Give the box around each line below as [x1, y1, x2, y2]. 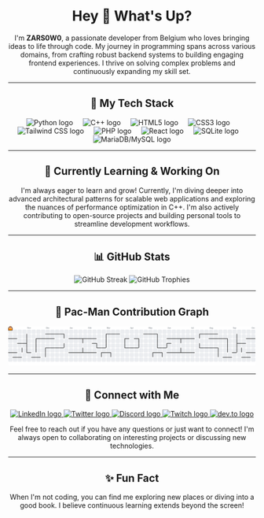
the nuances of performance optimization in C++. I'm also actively [24, 202, 240, 212]
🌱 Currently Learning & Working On [44, 165, 220, 178]
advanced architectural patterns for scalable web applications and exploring [9, 194, 255, 203]
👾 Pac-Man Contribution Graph [54, 305, 210, 318]
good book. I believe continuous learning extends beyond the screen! [19, 501, 245, 510]
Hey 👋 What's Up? [71, 7, 192, 25]
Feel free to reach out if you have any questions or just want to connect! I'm [9, 424, 255, 434]
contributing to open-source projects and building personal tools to [23, 210, 241, 220]
